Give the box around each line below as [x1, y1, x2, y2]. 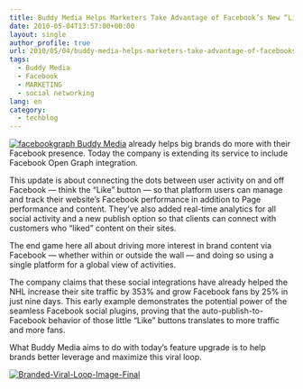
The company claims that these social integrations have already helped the [9, 276, 289, 288]
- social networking [17, 88, 95, 97]
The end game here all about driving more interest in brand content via [9, 240, 272, 251]
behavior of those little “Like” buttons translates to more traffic [48, 315, 280, 326]
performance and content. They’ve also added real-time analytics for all [9, 204, 277, 214]
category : [9, 105, 47, 114]
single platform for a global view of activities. [9, 259, 177, 270]
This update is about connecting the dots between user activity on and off [9, 175, 285, 185]
